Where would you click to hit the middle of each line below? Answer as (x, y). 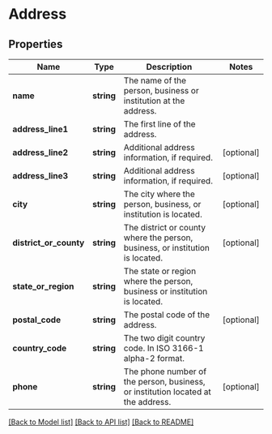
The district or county (165, 228)
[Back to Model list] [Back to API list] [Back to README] (101, 422)
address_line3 (40, 176)
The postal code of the (167, 315)
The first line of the (159, 124)
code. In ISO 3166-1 (164, 348)
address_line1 (40, 129)
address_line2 (40, 153)
